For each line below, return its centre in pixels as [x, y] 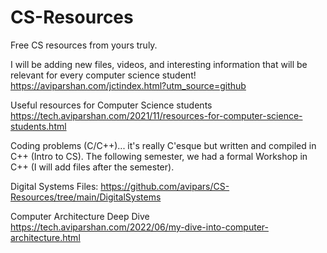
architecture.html [45, 237]
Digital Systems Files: [54, 186]
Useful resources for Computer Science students [111, 105]
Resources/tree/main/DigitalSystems [86, 197]
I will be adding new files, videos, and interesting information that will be [159, 64]
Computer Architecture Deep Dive [80, 216]
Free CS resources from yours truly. [84, 45]
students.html [38, 126]
